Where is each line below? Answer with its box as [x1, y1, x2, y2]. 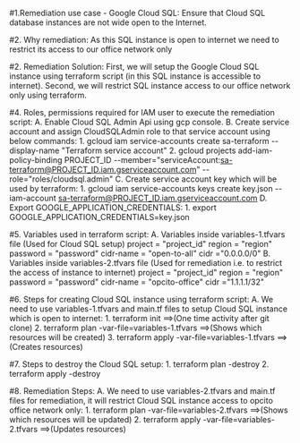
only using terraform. [9, 89, 87, 100]
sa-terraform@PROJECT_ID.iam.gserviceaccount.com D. [57, 192, 268, 203]
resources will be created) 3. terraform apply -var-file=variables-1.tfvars [9, 332, 275, 343]
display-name [9, 145, 60, 156]
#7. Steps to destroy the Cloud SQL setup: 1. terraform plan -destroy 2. [9, 359, 270, 370]
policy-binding [9, 155, 63, 165]
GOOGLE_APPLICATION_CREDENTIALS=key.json [9, 212, 190, 222]
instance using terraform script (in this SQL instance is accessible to [9, 71, 261, 81]
